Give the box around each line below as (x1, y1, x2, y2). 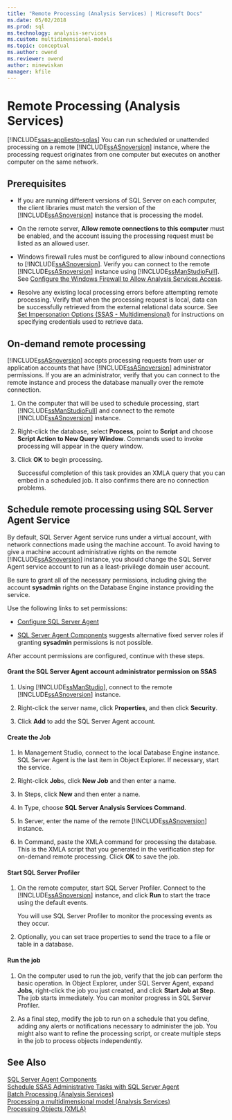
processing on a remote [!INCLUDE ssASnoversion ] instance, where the (7, 143, 210, 151)
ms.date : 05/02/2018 (7, 17, 67, 24)
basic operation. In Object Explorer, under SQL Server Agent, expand (17, 979, 215, 987)
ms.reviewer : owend (7, 55, 64, 62)
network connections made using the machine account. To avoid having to (7, 540, 220, 549)
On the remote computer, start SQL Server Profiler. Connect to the (17, 884, 206, 892)
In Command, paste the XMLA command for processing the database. (17, 838, 217, 846)
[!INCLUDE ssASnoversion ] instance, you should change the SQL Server (7, 555, 212, 563)
